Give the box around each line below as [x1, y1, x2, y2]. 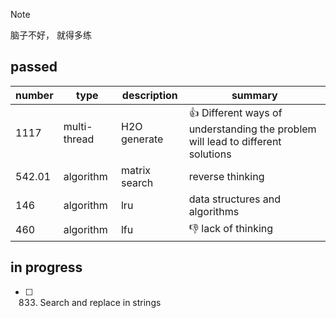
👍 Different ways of [188, 105, 283, 119]
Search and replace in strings [39, 296, 162, 308]
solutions [188, 147, 232, 161]
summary [231, 88, 278, 102]
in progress [10, 259, 83, 276]
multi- [63, 120, 93, 134]
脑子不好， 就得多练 [10, 29, 92, 41]
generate [120, 132, 164, 146]
